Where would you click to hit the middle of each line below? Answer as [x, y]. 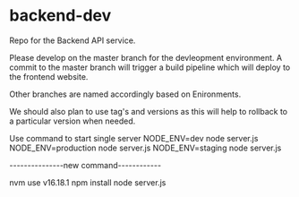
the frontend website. [49, 76]
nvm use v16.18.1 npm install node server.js [88, 182]
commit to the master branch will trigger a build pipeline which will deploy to [150, 67]
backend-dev [60, 16]
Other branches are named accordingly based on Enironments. [125, 94]
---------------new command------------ [85, 165]
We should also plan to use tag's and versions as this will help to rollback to [149, 111]
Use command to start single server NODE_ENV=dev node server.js [134, 138]
